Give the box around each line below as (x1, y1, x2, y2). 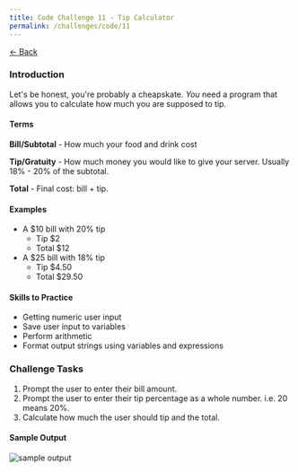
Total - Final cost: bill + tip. (9, 183, 110, 194)
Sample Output (9, 433, 67, 443)
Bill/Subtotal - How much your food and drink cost (9, 139, 197, 149)
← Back (9, 46, 38, 57)
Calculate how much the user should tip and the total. (22, 412, 221, 423)
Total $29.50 (35, 271, 83, 283)
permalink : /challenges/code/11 (9, 22, 130, 31)
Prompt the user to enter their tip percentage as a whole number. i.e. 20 (22, 392, 288, 404)
